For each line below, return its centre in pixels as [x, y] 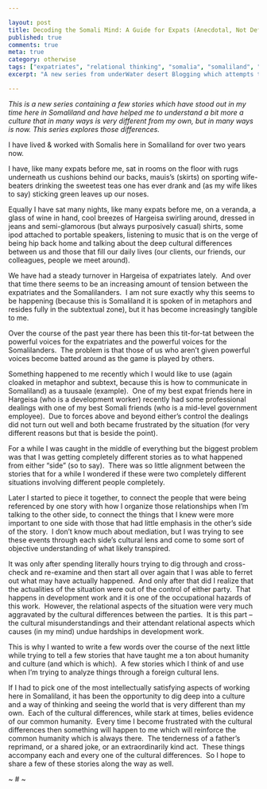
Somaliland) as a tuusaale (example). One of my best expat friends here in [130, 391]
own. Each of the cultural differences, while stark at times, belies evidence [131, 713]
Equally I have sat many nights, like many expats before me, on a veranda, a [132, 209]
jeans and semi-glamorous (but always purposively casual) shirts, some [126, 226]
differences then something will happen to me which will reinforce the [122, 729]
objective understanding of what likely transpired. [89, 548]
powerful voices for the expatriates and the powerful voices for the [118, 341]
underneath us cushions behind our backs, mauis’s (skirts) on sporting [124, 177]
